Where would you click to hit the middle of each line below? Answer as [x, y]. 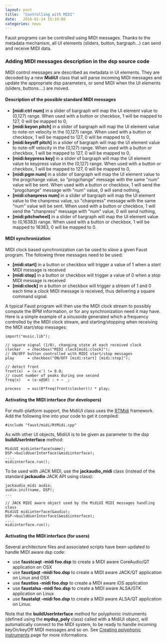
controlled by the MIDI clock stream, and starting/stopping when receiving [82, 321]
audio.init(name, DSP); [30, 490]
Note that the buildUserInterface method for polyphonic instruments [76, 614]
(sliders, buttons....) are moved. [37, 88]
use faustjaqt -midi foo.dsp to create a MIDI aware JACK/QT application [87, 572]
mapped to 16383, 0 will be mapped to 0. [54, 227]
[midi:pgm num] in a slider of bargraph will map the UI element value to [86, 174]
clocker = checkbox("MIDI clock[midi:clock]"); [58, 349]
